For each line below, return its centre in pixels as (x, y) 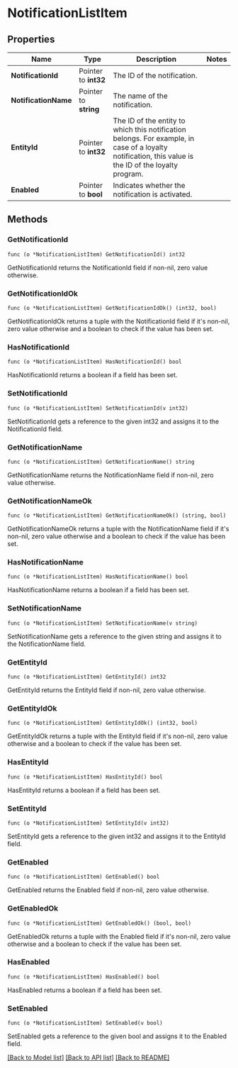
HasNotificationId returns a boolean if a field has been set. (92, 375)
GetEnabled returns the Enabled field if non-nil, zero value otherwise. (108, 890)
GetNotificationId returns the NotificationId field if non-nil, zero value (108, 267)
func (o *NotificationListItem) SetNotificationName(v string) (103, 623)
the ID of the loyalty (146, 165)
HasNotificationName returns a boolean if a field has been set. (98, 590)
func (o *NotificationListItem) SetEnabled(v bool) (85, 1023)
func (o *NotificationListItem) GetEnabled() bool (84, 877)
